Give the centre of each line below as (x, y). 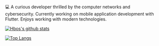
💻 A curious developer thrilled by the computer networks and (68, 7)
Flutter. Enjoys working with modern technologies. (56, 19)
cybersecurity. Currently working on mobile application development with (79, 14)
